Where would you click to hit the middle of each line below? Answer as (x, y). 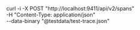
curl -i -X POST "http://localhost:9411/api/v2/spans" (70, 9)
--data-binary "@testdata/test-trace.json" (58, 21)
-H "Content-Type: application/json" (51, 15)
